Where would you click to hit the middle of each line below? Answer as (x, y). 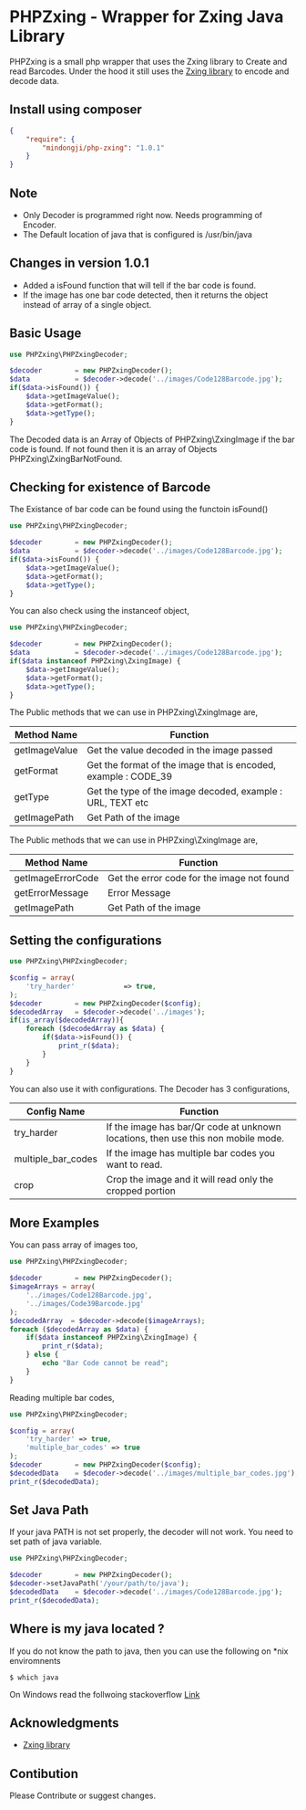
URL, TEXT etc (117, 803)
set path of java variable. (56, 1542)
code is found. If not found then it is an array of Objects (113, 448)
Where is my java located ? (87, 1629)
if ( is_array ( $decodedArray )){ (67, 1020)
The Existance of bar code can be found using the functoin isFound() (139, 510)
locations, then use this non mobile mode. (195, 1138)
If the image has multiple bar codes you (191, 1152)
